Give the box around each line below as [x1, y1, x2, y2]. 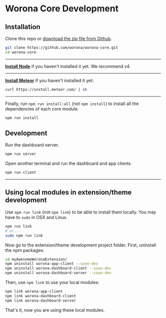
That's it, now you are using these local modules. [5, 307, 105, 313]
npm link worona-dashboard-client [5, 293, 77, 298]
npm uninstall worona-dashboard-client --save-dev [5, 266, 112, 271]
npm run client [5, 170, 37, 175]
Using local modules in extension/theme [5, 188, 132, 197]
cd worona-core [5, 50, 37, 55]
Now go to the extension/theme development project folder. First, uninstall [5, 242, 157, 248]
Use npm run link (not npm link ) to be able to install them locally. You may [5, 209, 157, 215]
